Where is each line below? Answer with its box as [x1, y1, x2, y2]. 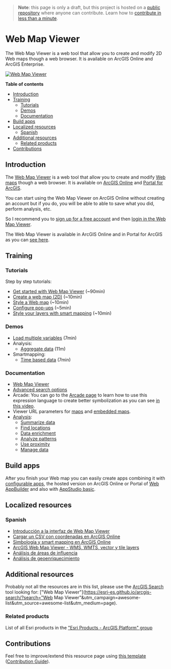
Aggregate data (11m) [20, 346, 66, 352]
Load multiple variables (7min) [12, 335, 77, 341]
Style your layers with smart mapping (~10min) [12, 310, 112, 316]
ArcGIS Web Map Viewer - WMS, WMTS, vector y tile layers [12, 544, 140, 550]
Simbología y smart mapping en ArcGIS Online [12, 539, 111, 545]
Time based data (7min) [20, 356, 71, 362]
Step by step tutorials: [5, 278, 52, 284]
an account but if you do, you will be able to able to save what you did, [5, 200, 155, 206]
